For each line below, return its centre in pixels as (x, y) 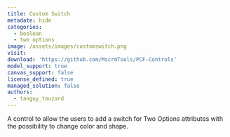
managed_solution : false (43, 86)
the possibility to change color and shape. (68, 126)
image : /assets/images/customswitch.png (67, 46)
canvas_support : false (40, 72)
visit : (17, 53)
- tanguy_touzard (39, 99)
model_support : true (38, 66)
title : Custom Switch (39, 14)
